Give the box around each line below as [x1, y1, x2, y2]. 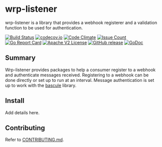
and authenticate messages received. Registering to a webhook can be [5, 72, 149, 78]
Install [5, 97, 25, 105]
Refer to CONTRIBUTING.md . [5, 137, 64, 143]
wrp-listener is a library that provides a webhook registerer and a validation [5, 20, 157, 25]
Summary [5, 54, 36, 62]
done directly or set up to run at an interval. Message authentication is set [5, 77, 155, 83]
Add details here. [5, 109, 40, 116]
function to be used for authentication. [5, 24, 83, 30]
